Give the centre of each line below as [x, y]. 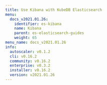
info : [11, 47]
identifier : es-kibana [38, 24]
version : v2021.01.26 [32, 75]
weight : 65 [26, 38]
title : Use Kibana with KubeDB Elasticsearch [54, 10]
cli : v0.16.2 [23, 56]
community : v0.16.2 [30, 61]
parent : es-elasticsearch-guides [49, 33]
